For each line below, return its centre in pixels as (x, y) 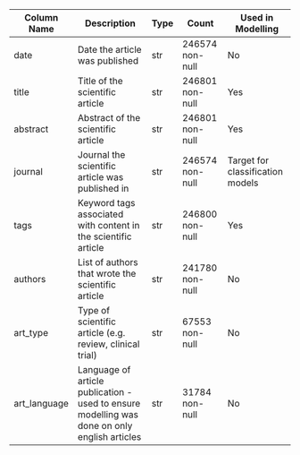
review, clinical (108, 344)
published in (103, 189)
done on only (105, 426)
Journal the (101, 155)
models (243, 183)
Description (110, 23)
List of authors (108, 262)
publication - (105, 392)
